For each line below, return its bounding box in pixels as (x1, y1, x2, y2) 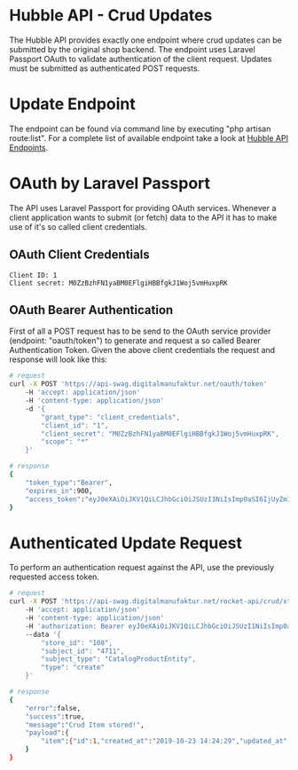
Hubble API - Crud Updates (9, 5, 213, 26)
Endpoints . (9, 142, 49, 153)
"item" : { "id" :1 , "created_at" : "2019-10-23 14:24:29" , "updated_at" (41, 737, 288, 746)
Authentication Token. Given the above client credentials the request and (9, 345, 276, 356)
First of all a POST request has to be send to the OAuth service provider (9, 326, 271, 337)
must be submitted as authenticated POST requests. (9, 63, 200, 74)
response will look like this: (9, 354, 108, 365)
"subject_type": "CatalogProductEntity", (41, 655, 197, 664)
